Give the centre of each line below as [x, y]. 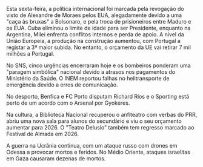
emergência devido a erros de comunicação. [62, 85]
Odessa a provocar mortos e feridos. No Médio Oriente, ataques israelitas [98, 152]
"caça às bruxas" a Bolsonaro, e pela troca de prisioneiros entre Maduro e [99, 21]
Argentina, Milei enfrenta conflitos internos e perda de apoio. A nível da [95, 34]
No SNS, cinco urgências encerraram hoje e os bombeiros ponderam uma [98, 65]
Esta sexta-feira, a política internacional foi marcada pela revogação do [95, 9]
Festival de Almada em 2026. [42, 134]
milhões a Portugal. [30, 54]
